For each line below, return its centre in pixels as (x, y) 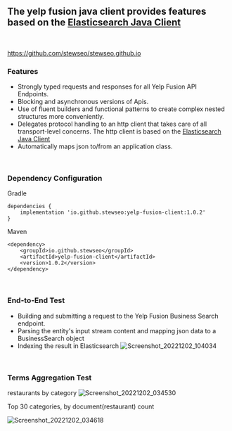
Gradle (17, 193)
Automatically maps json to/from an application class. (95, 146)
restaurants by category (42, 393)
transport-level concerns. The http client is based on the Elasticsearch (119, 131)
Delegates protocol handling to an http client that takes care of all (112, 124)
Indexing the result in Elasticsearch (68, 346)
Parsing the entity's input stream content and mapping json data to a (117, 330)
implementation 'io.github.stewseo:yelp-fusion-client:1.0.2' (113, 213)
